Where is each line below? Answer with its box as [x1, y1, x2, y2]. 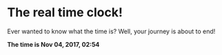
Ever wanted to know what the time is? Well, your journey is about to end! [7, 27, 216, 35]
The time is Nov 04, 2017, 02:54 [7, 40, 100, 48]
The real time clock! [7, 5, 123, 20]
